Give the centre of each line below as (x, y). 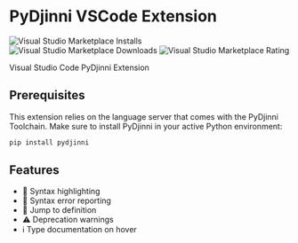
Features (34, 170)
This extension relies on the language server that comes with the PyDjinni (144, 116)
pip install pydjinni (49, 142)
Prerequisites (47, 95)
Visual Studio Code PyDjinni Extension (79, 67)
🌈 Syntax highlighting (61, 192)
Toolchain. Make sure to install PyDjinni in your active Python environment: (146, 126)
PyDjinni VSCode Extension (113, 16)
